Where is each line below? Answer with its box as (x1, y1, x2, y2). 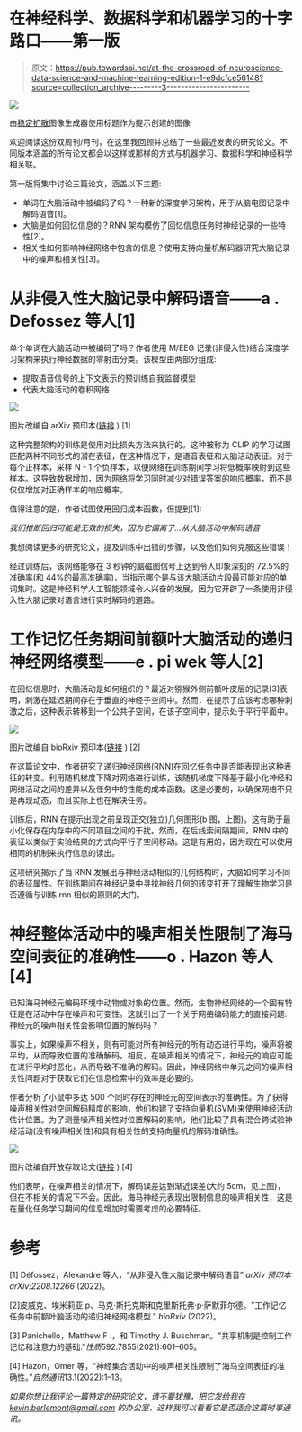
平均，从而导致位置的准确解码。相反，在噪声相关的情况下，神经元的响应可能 (9, 1049, 293, 1060)
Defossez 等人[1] (9, 311, 136, 331)
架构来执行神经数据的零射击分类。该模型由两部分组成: (16, 353, 218, 365)
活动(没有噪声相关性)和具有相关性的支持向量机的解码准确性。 (16, 1125, 244, 1136)
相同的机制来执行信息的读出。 (9, 847, 120, 858)
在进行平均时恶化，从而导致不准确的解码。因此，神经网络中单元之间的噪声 (9, 1061, 285, 1072)
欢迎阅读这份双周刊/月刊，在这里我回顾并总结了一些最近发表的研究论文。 (9, 136, 280, 147)
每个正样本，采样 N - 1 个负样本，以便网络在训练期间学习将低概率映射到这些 (9, 461, 291, 473)
